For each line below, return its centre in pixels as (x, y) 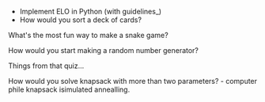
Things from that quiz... (46, 66)
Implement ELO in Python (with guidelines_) (91, 11)
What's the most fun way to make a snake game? (88, 35)
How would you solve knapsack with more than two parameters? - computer (133, 81)
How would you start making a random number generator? (104, 50)
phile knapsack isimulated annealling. (69, 89)
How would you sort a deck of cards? (81, 20)
